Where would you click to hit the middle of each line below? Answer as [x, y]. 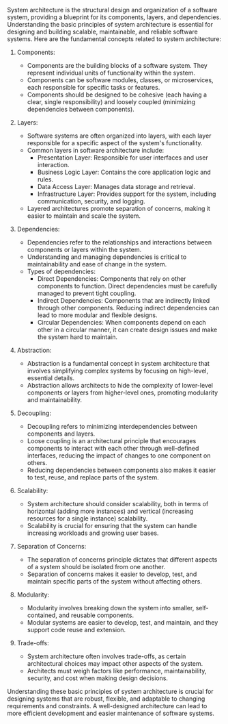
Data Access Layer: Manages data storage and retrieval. [116, 187]
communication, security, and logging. [91, 201]
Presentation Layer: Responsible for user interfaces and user [123, 158]
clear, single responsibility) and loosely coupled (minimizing [111, 102]
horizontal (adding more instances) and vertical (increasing [110, 511]
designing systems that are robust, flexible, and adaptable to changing [106, 699]
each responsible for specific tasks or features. [94, 87]
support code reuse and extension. [76, 630]
